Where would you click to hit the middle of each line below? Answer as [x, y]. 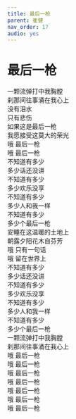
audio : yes [23, 33]
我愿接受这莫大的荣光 [38, 135]
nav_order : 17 [28, 27]
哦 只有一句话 [27, 250]
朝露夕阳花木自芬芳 [35, 241]
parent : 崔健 [25, 20]
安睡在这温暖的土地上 [38, 232]
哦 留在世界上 [27, 258]
